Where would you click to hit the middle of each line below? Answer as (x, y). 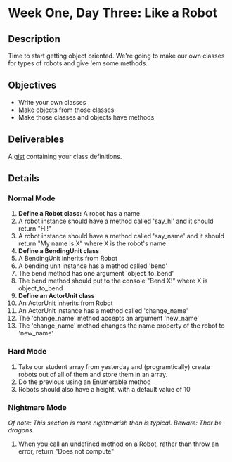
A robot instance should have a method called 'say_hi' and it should (116, 221)
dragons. (21, 430)
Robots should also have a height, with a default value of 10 (104, 389)
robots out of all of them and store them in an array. (93, 374)
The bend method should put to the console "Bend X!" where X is (113, 281)
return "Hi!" (35, 229)
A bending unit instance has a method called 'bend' (93, 266)
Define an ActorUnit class (56, 296)
